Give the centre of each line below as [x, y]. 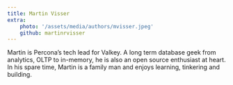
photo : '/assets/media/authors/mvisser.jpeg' [87, 26]
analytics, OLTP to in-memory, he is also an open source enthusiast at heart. [116, 60]
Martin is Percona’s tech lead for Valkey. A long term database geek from [112, 53]
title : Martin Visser [39, 13]
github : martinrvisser [53, 33]
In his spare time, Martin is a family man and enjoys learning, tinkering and [114, 67]
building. [20, 75]
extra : [17, 20]
